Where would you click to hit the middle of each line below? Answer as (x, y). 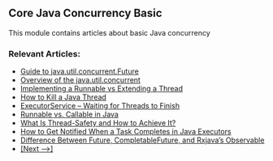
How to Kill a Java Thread (63, 97)
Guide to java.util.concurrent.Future (80, 71)
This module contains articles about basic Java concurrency (110, 32)
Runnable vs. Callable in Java (69, 114)
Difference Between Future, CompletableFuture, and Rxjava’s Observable (142, 140)
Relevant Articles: (45, 53)
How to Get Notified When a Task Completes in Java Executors (126, 132)
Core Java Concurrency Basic (85, 13)
